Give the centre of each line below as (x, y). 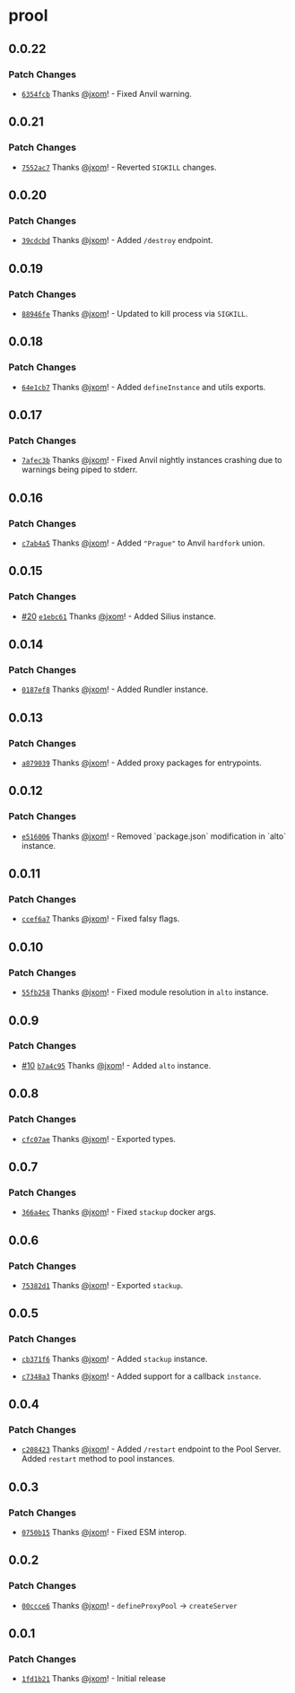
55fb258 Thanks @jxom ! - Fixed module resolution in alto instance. (145, 992)
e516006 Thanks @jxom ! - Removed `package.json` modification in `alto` (154, 836)
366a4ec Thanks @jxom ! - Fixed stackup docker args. (118, 1212)
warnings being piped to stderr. (79, 470)
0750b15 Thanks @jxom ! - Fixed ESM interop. (104, 1532)
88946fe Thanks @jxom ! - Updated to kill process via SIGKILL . (134, 313)
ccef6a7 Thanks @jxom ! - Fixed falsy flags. (100, 919)
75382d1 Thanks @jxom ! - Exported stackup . (102, 1285)
